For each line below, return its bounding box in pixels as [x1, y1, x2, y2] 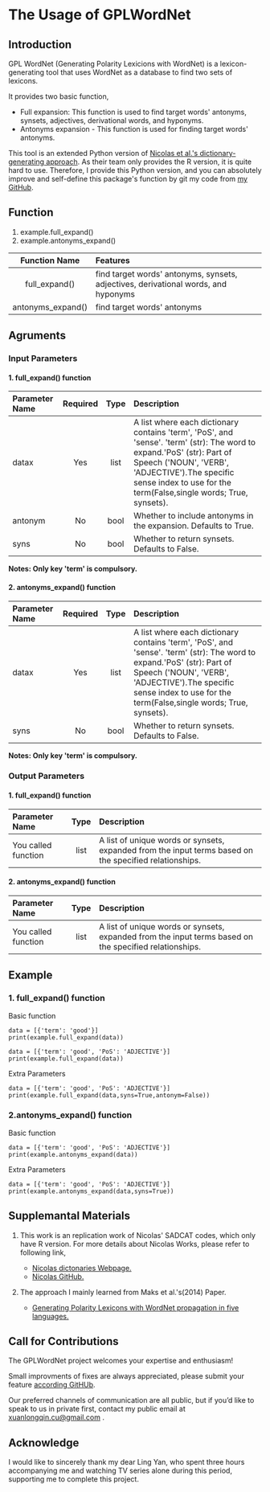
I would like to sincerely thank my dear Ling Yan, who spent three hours [8, 1457, 245, 1467]
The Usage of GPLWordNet [8, 6, 191, 24]
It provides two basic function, [8, 92, 109, 101]
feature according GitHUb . [8, 1380, 96, 1390]
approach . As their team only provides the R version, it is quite [46, 157, 252, 166]
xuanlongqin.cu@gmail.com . [8, 1412, 104, 1422]
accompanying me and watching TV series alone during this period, [8, 1465, 233, 1476]
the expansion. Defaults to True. [133, 520, 255, 531]
